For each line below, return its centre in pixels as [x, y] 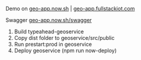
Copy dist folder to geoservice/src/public [64, 38]
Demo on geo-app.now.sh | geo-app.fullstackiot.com [70, 9]
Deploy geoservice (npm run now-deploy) [65, 50]
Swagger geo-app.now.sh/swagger [49, 20]
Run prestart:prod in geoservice [53, 44]
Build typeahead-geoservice [49, 31]
